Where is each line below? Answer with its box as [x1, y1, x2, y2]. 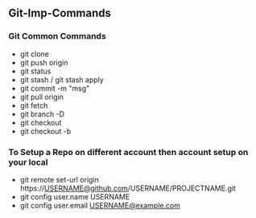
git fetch [19, 100, 48, 110]
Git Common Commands [8, 31, 106, 42]
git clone [19, 48, 50, 59]
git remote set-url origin [19, 174, 99, 184]
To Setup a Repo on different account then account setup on [8, 146, 249, 157]
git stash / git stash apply [19, 74, 105, 84]
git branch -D [19, 109, 65, 119]
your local [8, 157, 48, 168]
